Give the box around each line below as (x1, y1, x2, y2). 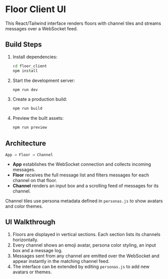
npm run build (12, 106, 43, 111)
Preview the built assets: (12, 115, 64, 121)
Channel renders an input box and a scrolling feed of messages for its (12, 182, 159, 189)
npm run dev (12, 87, 38, 92)
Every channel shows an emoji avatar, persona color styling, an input (12, 242, 156, 248)
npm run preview (12, 125, 47, 130)
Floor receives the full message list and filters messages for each (12, 172, 149, 178)
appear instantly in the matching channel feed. (12, 258, 110, 264)
